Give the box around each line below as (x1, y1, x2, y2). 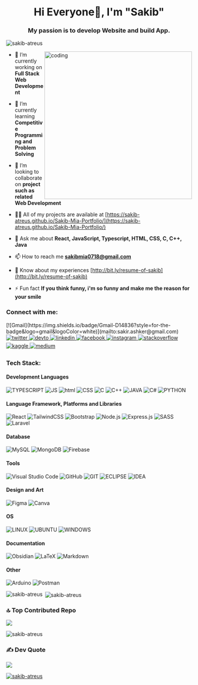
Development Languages (6, 373, 69, 380)
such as (14, 187, 35, 194)
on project (14, 181, 41, 188)
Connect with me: (6, 308, 58, 317)
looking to (14, 168, 39, 175)
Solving (14, 151, 34, 158)
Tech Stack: (6, 358, 41, 367)
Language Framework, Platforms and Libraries (6, 400, 122, 407)
